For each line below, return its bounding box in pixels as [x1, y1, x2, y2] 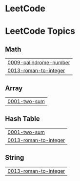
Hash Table [5, 114, 40, 123]
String [5, 153, 24, 162]
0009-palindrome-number [7, 59, 70, 66]
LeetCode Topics [5, 26, 76, 37]
